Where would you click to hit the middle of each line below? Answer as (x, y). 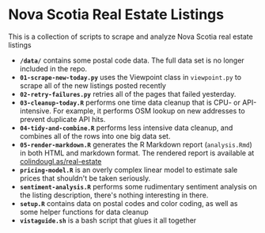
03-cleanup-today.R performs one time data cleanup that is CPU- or (130, 102)
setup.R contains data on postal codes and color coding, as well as (129, 203)
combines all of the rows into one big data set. (95, 136)
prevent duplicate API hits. (62, 119)
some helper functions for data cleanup (84, 212)
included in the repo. (53, 68)
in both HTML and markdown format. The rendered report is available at (137, 153)
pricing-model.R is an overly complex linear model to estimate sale (129, 170)
